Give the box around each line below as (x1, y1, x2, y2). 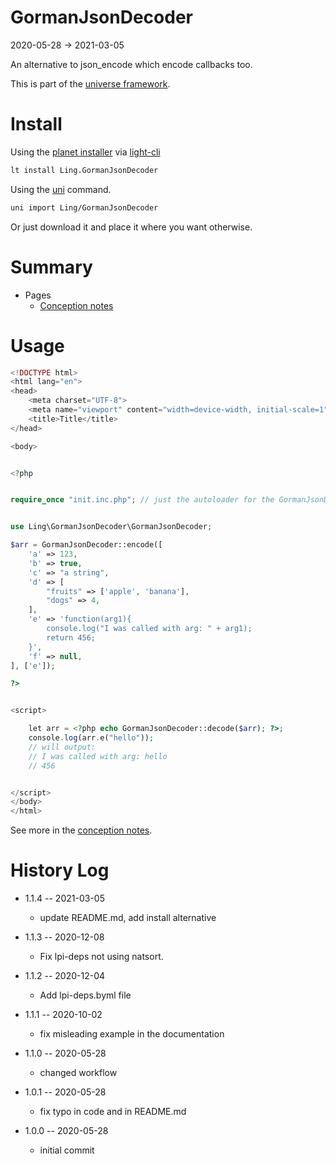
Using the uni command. (10, 183, 112, 195)
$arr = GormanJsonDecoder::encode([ (10, 540, 163, 550)
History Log (10, 859, 110, 882)
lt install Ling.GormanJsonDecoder (10, 165, 159, 175)
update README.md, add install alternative (39, 912, 217, 924)
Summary (10, 256, 93, 278)
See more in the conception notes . (10, 824, 153, 836)
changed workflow (39, 1067, 118, 1079)
